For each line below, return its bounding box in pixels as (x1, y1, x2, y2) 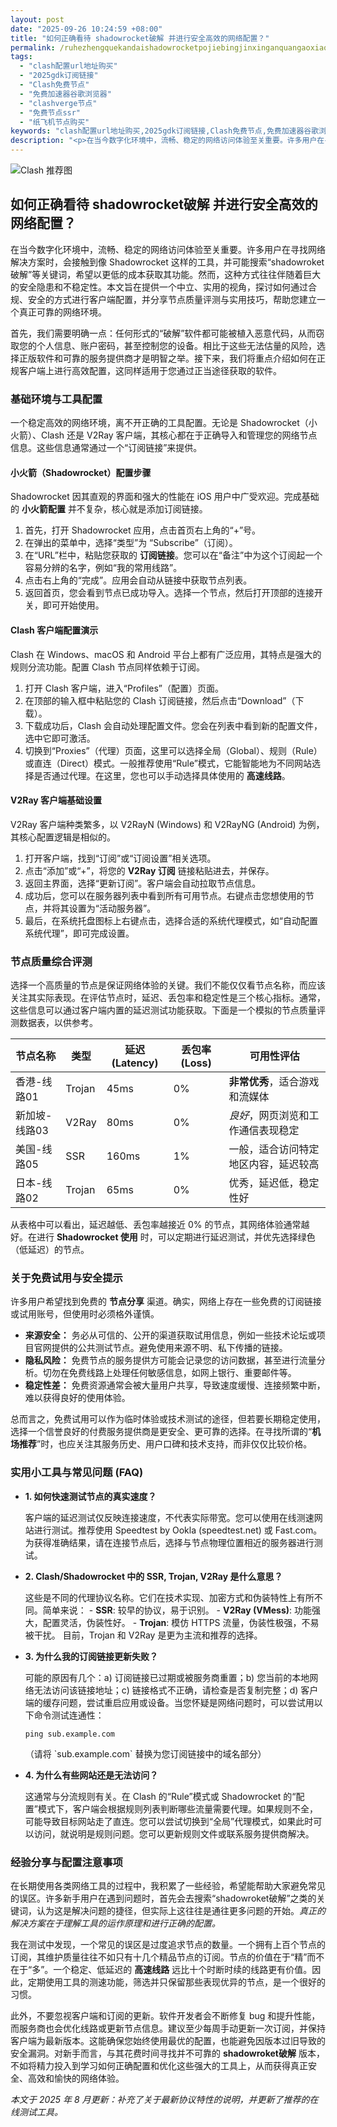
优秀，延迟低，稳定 (228, 1176, 320, 1190)
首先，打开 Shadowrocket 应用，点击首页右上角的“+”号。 (24, 524, 262, 536)
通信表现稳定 (238, 1124, 300, 1138)
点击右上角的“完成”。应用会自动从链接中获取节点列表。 (24, 574, 253, 586)
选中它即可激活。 (24, 732, 96, 744)
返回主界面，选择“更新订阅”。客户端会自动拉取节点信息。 (24, 877, 262, 889)
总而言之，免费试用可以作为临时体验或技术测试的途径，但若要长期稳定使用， (10, 1413, 326, 1425)
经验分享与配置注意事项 (10, 1855, 123, 1869)
